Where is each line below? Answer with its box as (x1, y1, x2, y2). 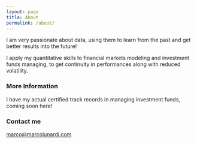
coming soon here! (6, 102, 53, 109)
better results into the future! (6, 43, 77, 50)
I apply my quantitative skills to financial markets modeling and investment (6, 55, 190, 62)
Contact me (6, 117, 41, 125)
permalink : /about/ (6, 20, 55, 26)
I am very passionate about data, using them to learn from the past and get (6, 37, 191, 44)
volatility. (6, 67, 29, 74)
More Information (6, 82, 58, 91)
